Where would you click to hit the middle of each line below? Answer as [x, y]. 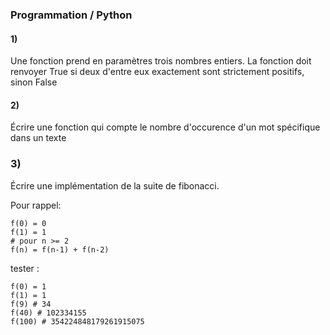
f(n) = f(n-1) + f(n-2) [60, 249]
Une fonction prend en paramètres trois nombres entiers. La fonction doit [161, 61]
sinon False [34, 82]
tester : [25, 268]
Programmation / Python [71, 15]
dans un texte [38, 138]
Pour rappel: [36, 205]
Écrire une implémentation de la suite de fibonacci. [115, 185]
